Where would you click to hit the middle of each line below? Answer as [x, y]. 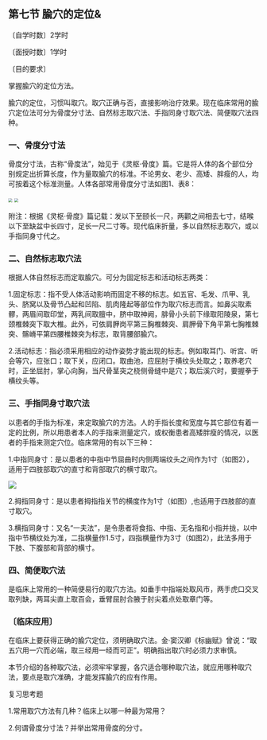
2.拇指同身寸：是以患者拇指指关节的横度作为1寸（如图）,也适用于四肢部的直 [132, 500]
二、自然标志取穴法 [45, 259]
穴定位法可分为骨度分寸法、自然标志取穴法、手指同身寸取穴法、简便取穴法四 [133, 112]
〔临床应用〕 [33, 621]
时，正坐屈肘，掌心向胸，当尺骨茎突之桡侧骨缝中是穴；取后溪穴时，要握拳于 [133, 371]
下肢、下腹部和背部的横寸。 [54, 547]
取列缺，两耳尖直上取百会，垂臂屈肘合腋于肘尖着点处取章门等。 [112, 599]
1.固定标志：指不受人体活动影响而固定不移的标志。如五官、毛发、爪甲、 [126, 294]
